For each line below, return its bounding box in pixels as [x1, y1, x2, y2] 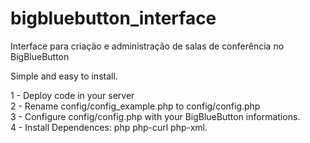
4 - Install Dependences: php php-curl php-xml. [10, 121, 208, 133]
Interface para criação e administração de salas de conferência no [10, 40, 285, 52]
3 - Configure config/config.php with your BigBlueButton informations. [10, 110, 301, 122]
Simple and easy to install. [10, 70, 118, 82]
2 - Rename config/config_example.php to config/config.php [10, 100, 261, 112]
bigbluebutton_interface [10, 7, 217, 30]
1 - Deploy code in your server [10, 89, 135, 101]
